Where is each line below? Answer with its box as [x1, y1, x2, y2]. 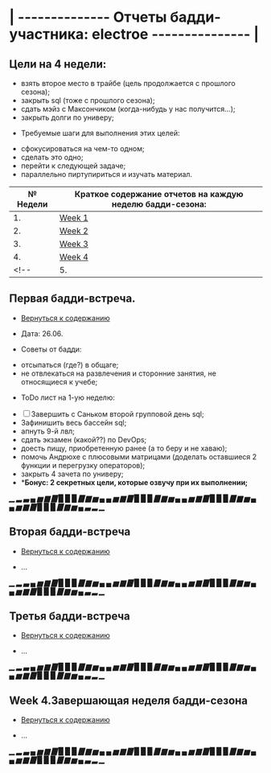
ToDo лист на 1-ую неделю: [20, 393, 115, 402]
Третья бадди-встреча [9, 610, 131, 623]
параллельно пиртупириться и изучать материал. [20, 170, 192, 179]
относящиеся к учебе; [20, 376, 98, 386]
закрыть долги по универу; [20, 113, 115, 122]
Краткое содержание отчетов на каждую [74, 189, 244, 199]
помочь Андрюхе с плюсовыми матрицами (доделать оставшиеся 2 [20, 451, 257, 462]
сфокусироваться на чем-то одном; [20, 144, 146, 153]
